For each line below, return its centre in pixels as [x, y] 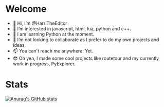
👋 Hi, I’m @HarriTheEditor [40, 23]
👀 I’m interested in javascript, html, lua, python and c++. [72, 28]
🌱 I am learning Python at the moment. [53, 34]
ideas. [19, 45]
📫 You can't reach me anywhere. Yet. [53, 51]
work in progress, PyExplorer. [44, 64]
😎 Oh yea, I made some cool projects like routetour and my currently [86, 58]
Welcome [26, 9]
